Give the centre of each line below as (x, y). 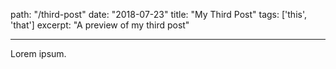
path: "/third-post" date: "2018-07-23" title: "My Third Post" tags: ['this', (158, 14)
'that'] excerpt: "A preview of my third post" (100, 25)
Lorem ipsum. (38, 53)
